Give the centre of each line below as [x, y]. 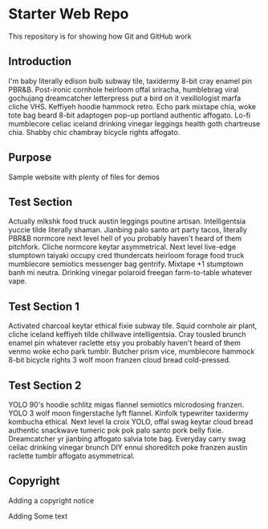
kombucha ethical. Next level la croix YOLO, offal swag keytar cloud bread [131, 422]
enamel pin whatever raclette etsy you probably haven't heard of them [124, 343]
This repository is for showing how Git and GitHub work [100, 36]
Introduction [40, 62]
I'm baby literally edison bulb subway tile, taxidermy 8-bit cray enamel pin [130, 80]
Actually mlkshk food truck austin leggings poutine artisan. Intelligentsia [127, 221]
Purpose [30, 158]
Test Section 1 [44, 306]
